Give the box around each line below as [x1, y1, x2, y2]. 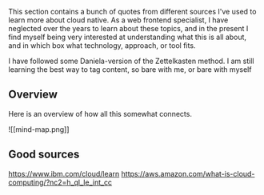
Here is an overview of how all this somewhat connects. [8, 109, 192, 118]
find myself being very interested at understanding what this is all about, [8, 32, 246, 42]
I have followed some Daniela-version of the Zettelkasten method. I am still [8, 56, 254, 66]
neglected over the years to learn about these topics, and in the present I [8, 24, 249, 33]
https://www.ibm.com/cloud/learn [8, 169, 120, 178]
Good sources [8, 148, 80, 161]
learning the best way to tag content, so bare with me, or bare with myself [8, 65, 252, 74]
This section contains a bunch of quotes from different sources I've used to [8, 7, 257, 16]
